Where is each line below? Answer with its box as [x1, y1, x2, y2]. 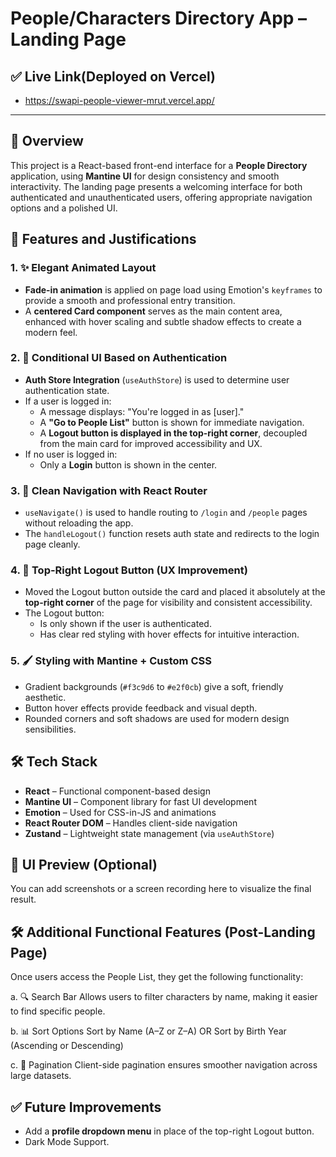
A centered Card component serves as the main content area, [24, 305, 283, 317]
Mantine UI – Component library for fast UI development [24, 795, 257, 807]
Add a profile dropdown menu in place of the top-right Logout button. [24, 1125, 315, 1137]
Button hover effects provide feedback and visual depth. [24, 702, 258, 714]
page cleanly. [24, 538, 81, 551]
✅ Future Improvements [10, 1098, 162, 1116]
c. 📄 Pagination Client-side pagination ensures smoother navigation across [10, 1059, 318, 1071]
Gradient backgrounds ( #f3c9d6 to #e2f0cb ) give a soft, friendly [24, 680, 284, 692]
